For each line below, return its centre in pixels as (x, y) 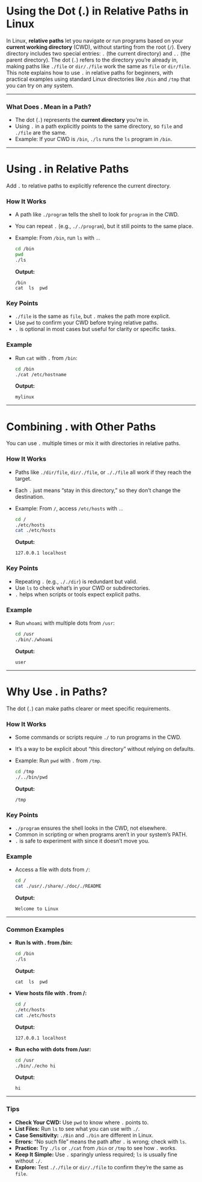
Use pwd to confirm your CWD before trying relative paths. (87, 323)
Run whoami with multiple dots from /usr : (65, 623)
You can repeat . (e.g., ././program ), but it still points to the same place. (104, 226)
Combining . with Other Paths (81, 427)
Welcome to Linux (37, 909)
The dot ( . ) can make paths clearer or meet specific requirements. (88, 708)
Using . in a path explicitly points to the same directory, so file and (99, 126)
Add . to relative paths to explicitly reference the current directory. (89, 186)
